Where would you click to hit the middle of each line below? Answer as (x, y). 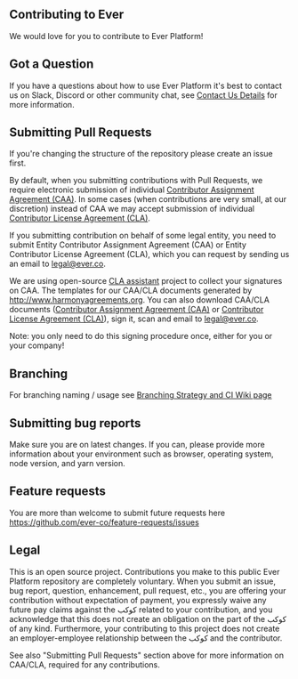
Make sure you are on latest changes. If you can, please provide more (137, 445)
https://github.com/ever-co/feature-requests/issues (105, 522)
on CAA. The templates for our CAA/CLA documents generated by (131, 291)
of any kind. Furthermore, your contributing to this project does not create (145, 628)
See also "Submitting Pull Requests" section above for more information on (147, 655)
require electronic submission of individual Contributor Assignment (132, 190)
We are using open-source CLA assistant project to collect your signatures (146, 281)
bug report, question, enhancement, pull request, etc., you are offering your (148, 590)
